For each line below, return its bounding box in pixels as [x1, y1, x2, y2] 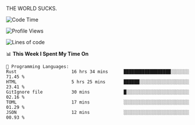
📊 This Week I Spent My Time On [6, 51, 89, 57]
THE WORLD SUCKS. [6, 5, 57, 12]
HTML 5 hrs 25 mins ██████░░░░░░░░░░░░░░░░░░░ [6, 79, 190, 85]
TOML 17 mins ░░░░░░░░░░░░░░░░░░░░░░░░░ [6, 99, 190, 105]
